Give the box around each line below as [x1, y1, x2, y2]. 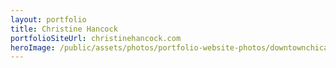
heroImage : [10, 42, 56, 53]
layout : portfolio [10, 14, 87, 25]
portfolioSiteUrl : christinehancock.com [10, 33, 182, 43]
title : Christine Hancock [10, 24, 118, 34]
